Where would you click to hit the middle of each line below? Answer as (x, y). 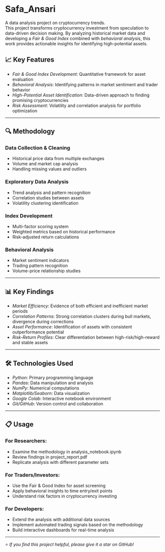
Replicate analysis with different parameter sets (60, 462)
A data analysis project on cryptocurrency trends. (55, 23)
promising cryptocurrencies (40, 100)
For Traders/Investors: (32, 475)
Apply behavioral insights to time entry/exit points (62, 490)
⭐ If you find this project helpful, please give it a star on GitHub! (69, 545)
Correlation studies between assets (48, 197)
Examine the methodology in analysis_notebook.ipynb (67, 452)
